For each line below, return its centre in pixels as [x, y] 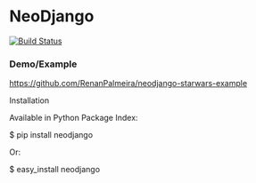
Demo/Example [43, 64]
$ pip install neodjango [51, 135]
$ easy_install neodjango [55, 170]
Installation [29, 100]
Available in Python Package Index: [74, 118]
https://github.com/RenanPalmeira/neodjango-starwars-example [128, 84]
